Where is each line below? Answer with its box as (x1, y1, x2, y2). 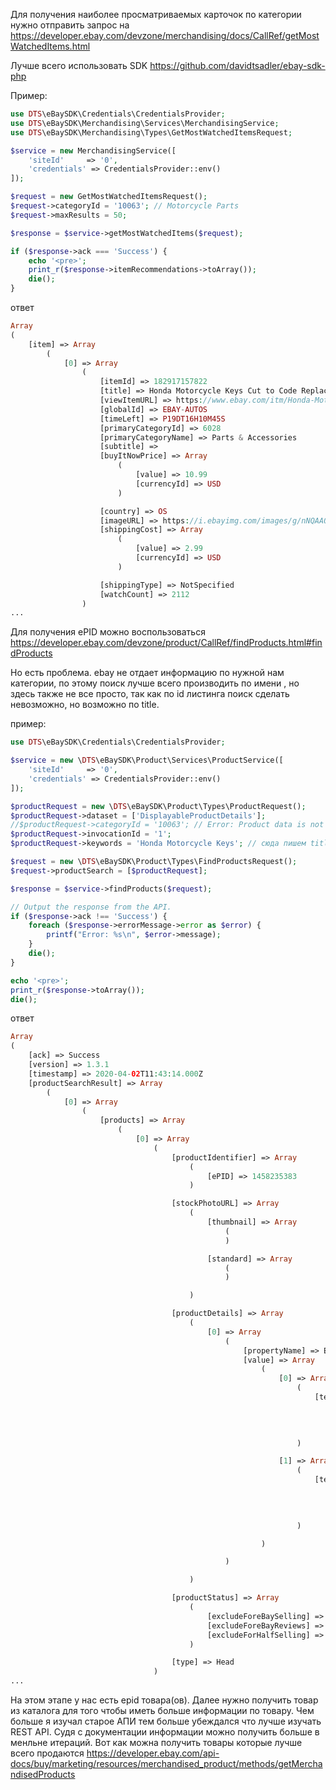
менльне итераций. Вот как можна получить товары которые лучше (10, 1737, 303, 1748)
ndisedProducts (10, 1769, 76, 1780)
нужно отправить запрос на (10, 19, 130, 31)
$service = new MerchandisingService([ (10, 145, 177, 156)
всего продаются (10, 1747, 85, 1759)
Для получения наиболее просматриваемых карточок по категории (10, 9, 302, 20)
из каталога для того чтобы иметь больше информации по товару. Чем (10, 1705, 315, 1716)
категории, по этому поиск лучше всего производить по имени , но (10, 677, 300, 689)
